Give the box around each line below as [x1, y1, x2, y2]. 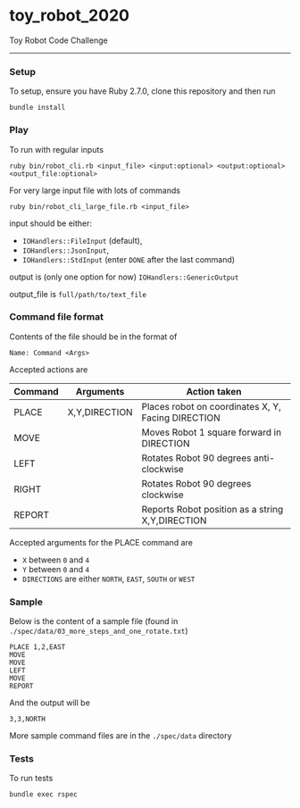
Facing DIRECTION [141, 412, 221, 424]
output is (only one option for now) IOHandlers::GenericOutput [9, 271, 239, 282]
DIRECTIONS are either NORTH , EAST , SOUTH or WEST [21, 573, 196, 584]
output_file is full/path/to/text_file [9, 288, 147, 299]
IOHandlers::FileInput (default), [21, 235, 143, 246]
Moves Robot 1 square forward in [141, 426, 282, 438]
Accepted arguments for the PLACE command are [9, 537, 194, 547]
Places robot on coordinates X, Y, [141, 400, 281, 412]
